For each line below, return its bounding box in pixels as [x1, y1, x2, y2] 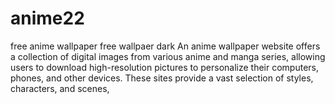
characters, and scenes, [10, 82, 110, 94]
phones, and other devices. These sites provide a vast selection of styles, [10, 72, 314, 84]
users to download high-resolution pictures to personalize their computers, [10, 61, 320, 73]
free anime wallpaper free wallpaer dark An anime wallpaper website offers [10, 40, 321, 52]
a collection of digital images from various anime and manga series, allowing [10, 50, 326, 62]
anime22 [10, 7, 85, 30]
